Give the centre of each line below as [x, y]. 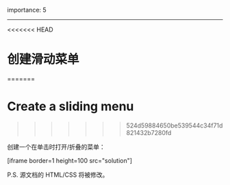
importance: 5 [27, 10]
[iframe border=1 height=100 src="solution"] [69, 160]
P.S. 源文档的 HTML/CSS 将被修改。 [58, 175]
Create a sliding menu [71, 107]
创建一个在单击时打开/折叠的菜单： [56, 147]
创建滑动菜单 [43, 59]
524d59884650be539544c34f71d [175, 125]
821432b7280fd [149, 132]
